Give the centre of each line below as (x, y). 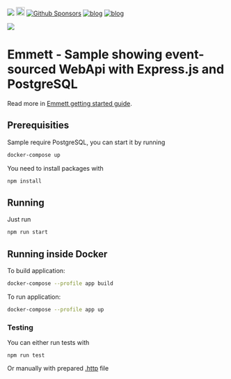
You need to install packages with (56, 168)
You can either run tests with (48, 343)
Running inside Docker (57, 254)
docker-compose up (34, 155)
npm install (24, 181)
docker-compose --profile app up (56, 309)
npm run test (26, 355)
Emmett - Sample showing (85, 55)
